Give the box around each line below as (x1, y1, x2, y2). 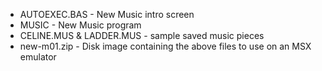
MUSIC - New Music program (19, 19, 142, 31)
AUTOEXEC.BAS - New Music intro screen (19, 9, 195, 20)
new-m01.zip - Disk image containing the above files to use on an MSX (19, 40, 312, 52)
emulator (19, 51, 57, 63)
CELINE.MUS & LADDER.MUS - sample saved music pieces (19, 30, 265, 41)
